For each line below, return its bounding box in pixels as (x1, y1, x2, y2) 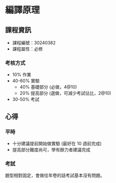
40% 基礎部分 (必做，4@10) (19, 84, 77, 90)
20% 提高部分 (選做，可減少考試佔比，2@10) (19, 90, 112, 96)
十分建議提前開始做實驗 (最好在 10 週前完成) (12, 140, 102, 146)
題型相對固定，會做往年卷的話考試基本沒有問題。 (5, 173, 105, 179)
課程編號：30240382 (12, 40, 56, 46)
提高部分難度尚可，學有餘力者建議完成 (12, 146, 90, 152)
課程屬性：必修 (12, 46, 43, 52)
